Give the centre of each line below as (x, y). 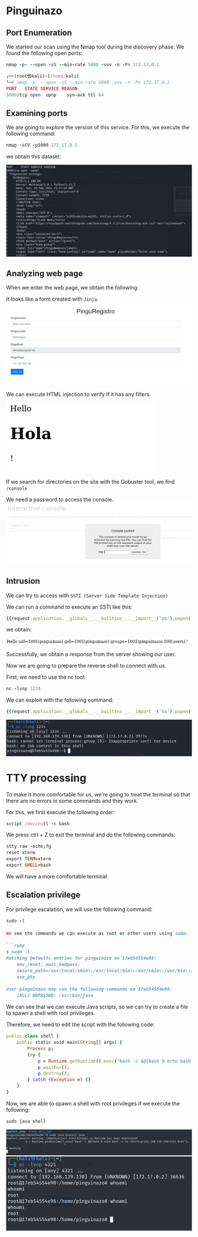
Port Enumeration (39, 33)
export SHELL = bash (29, 865)
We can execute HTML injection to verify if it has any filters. (79, 394)
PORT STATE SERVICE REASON (42, 89)
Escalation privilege (43, 895)
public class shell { (33, 1036)
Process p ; (41, 1049)
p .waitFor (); (53, 1067)
